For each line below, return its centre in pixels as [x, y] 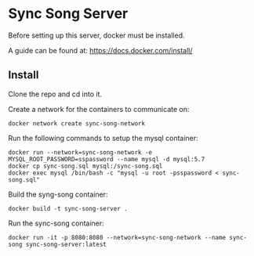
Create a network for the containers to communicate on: [99, 109]
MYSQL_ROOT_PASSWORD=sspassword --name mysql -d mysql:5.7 [107, 159]
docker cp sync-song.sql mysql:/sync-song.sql [85, 166]
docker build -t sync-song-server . [68, 208]
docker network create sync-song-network [77, 123]
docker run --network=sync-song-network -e [80, 152]
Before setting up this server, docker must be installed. [96, 35]
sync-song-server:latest [66, 244]
